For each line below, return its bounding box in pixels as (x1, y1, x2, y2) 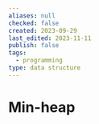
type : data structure (8, 64, 81, 72)
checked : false (8, 19, 60, 27)
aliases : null (8, 11, 56, 20)
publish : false (8, 42, 60, 50)
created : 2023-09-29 (8, 26, 78, 34)
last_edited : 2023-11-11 (8, 34, 92, 42)
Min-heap (8, 98, 76, 116)
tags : (8, 49, 27, 57)
